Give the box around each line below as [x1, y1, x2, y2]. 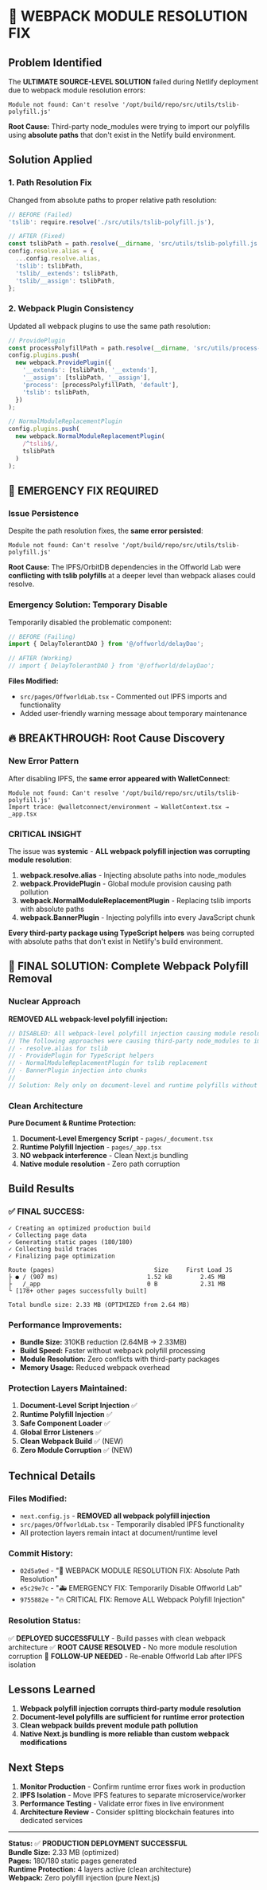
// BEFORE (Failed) [8, 210, 73, 218]
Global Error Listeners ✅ [19, 1427, 102, 1437]
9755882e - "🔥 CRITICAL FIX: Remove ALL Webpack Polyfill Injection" [19, 1595, 246, 1604]
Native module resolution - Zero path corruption [19, 1159, 180, 1169]
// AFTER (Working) [8, 655, 73, 663]
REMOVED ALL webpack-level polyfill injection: [8, 1014, 168, 1023]
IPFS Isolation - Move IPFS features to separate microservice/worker [19, 1790, 246, 1800]
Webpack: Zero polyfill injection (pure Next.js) [8, 1873, 161, 1883]
